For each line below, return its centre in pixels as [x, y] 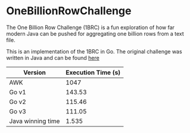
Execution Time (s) [93, 72]
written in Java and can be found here [53, 58]
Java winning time [35, 121]
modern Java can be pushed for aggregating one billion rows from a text [95, 33]
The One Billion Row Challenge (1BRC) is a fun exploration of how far [90, 27]
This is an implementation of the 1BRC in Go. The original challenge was [94, 51]
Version [34, 72]
